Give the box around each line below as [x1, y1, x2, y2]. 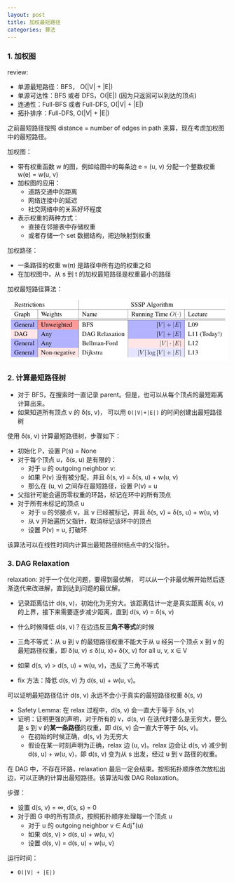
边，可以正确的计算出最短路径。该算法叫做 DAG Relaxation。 [7, 773, 183, 782]
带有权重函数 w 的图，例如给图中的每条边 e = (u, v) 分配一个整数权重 [17, 162, 216, 171]
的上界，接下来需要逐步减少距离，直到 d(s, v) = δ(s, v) [17, 607, 174, 616]
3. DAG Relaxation [7, 558, 70, 568]
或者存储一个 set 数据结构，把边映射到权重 [27, 231, 151, 239]
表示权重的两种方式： [17, 213, 79, 222]
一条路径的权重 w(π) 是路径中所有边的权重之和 [17, 260, 151, 270]
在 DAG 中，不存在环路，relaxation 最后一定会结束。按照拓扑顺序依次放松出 [7, 764, 226, 773]
